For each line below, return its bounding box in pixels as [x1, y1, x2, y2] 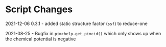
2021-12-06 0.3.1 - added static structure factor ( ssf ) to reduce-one [5, 20, 148, 27]
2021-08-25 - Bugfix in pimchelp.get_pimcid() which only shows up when [5, 30, 161, 36]
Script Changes [5, 4, 73, 15]
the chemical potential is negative [5, 36, 76, 42]
